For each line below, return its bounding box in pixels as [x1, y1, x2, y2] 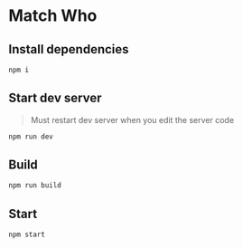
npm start [8, 230, 46, 240]
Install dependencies [8, 42, 129, 57]
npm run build [8, 181, 62, 190]
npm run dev [8, 132, 53, 141]
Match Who [8, 5, 98, 26]
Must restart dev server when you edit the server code [30, 114, 235, 125]
